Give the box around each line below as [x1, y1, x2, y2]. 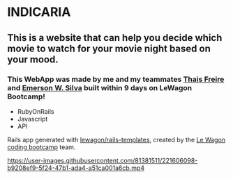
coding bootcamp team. [7, 143, 76, 151]
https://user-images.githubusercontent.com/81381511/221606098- [7, 156, 198, 164]
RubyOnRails [17, 107, 54, 115]
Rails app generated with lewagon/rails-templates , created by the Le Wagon [7, 135, 225, 144]
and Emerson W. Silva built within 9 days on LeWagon [7, 83, 193, 92]
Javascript [17, 114, 48, 123]
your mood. [7, 53, 59, 65]
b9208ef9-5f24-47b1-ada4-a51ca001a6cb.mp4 [7, 164, 145, 172]
